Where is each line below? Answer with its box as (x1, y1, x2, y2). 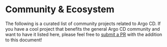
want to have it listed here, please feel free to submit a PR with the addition (5, 31, 162, 37)
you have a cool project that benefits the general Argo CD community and (5, 26, 160, 32)
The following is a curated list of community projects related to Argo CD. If (5, 20, 161, 27)
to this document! (5, 37, 42, 43)
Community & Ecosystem (5, 4, 115, 15)
